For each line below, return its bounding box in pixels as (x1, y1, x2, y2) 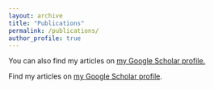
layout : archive (8, 11, 63, 20)
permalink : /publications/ (8, 26, 99, 34)
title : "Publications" (8, 19, 85, 27)
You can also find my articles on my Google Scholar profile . (8, 56, 206, 66)
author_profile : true (8, 34, 82, 42)
